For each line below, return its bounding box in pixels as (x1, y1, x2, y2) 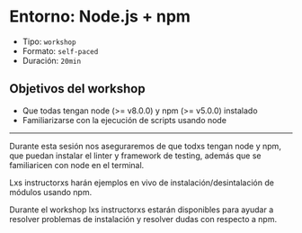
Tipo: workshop (22, 36, 76, 47)
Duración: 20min (22, 55, 82, 66)
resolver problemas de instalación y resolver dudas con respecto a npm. (9, 213, 277, 224)
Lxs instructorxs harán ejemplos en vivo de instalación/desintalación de (9, 177, 274, 188)
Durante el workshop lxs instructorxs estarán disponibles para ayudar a (9, 204, 274, 215)
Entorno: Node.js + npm (9, 6, 191, 27)
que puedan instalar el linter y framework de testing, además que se (9, 150, 262, 161)
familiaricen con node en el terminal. (9, 159, 145, 170)
